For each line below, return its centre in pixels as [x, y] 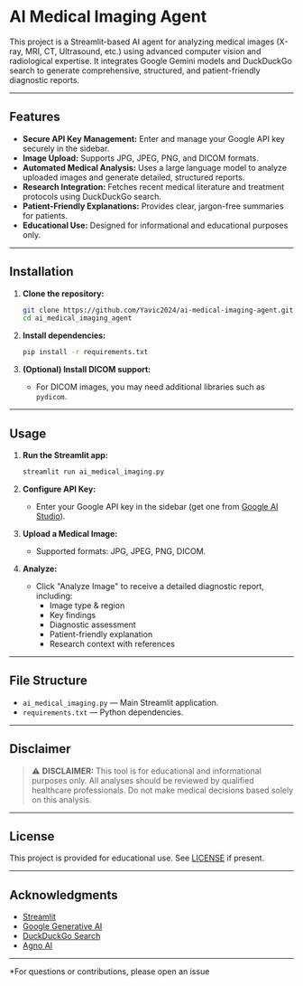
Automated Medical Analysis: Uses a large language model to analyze [154, 167]
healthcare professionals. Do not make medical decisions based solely [162, 790]
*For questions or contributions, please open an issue [110, 972]
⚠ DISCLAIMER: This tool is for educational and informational [146, 771]
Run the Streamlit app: [65, 455]
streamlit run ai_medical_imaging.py [93, 472]
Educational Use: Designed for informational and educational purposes [155, 225]
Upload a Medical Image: [70, 533]
